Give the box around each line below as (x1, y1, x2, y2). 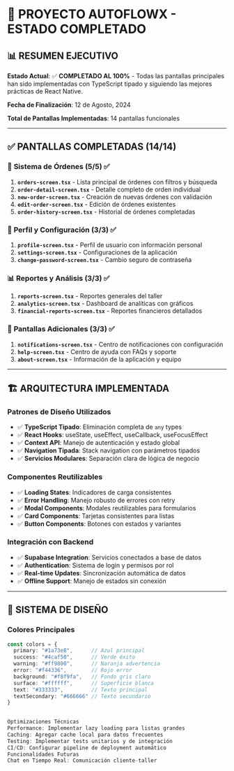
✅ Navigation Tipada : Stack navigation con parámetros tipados (17, 446, 201, 455)
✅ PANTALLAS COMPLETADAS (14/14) (7, 141, 177, 153)
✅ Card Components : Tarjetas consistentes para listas (17, 511, 175, 520)
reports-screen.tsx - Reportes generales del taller (17, 292, 163, 300)
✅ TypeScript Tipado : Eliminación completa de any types (17, 423, 182, 432)
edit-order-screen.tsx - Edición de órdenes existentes (17, 200, 176, 208)
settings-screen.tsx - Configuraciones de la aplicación (17, 248, 178, 256)
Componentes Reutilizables (7, 472, 103, 482)
